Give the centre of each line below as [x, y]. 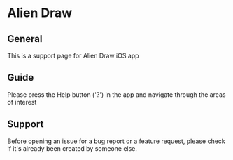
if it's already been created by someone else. [72, 148]
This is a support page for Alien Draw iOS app [73, 55]
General [25, 39]
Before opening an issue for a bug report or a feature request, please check [116, 141]
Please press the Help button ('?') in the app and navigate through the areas [116, 94]
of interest [22, 102]
